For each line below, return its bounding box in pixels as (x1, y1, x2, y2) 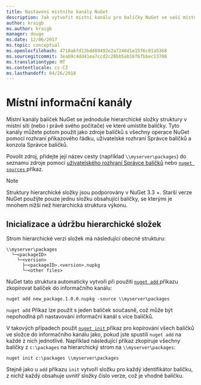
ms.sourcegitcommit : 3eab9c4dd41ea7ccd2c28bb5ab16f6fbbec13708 (6, 53, 167, 59)
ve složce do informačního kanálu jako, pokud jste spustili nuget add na (6, 331, 181, 338)
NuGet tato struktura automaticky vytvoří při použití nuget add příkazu (6, 278, 178, 285)
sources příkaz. (6, 166, 44, 173)
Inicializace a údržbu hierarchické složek (6, 219, 162, 229)
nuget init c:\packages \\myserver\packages (6, 355, 119, 361)
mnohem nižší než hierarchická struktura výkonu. (6, 201, 128, 209)
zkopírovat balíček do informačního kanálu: (6, 284, 112, 291)
